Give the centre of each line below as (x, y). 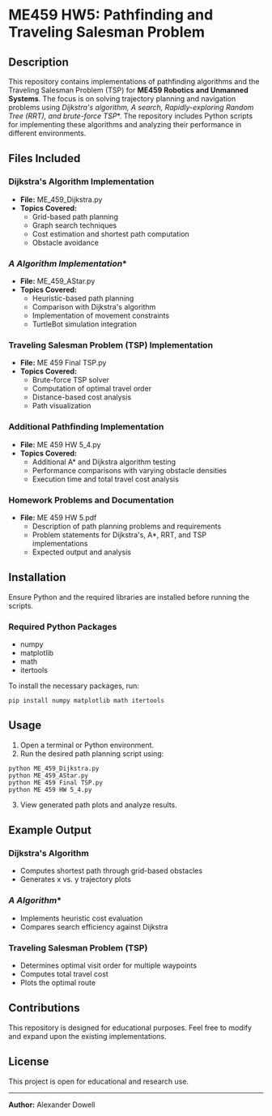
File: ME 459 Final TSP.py (63, 363)
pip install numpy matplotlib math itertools (86, 700)
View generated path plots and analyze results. (98, 805)
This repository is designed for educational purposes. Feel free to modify (130, 1028)
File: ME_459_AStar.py (57, 280)
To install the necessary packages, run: (74, 686)
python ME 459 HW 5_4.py (50, 789)
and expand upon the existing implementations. (87, 1036)
